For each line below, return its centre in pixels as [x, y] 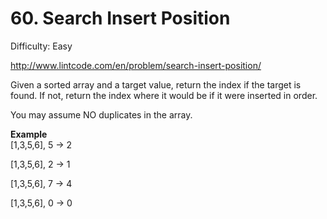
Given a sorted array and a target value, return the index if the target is [156, 84]
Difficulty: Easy [41, 46]
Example [29, 134]
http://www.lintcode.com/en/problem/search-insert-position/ [136, 65]
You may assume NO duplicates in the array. [101, 114]
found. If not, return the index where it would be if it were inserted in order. [164, 95]
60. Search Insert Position [120, 18]
